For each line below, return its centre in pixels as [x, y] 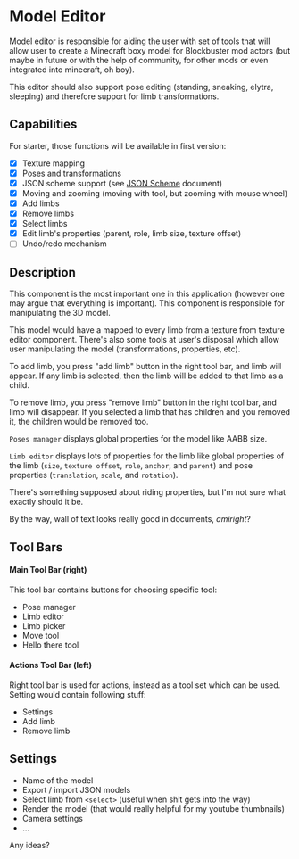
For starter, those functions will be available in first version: [118, 145]
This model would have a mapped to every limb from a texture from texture [147, 330]
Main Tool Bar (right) [48, 570]
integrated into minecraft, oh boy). [72, 70]
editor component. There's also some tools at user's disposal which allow [144, 340]
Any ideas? [30, 845]
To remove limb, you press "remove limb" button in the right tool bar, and [143, 402]
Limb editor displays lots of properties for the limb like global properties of [147, 456]
